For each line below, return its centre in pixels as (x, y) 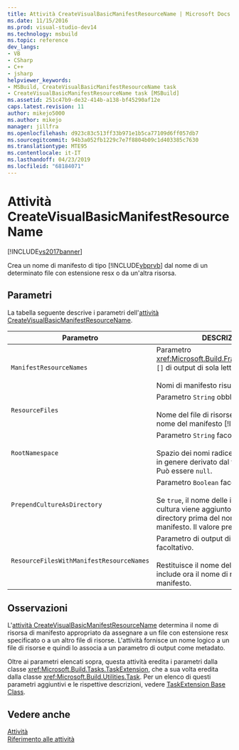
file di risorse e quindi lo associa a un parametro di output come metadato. (116, 648)
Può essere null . (184, 471)
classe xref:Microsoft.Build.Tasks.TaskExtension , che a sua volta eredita (113, 670)
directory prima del (188, 518)
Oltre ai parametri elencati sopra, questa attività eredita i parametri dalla (113, 662)
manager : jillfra (33, 126)
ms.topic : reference (38, 41)
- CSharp (20, 61)
